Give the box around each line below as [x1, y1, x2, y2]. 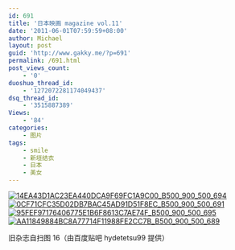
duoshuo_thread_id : [8, 79, 74, 87]
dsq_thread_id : [8, 94, 60, 102]
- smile [23, 146, 48, 154]
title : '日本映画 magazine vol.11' [8, 19, 123, 27]
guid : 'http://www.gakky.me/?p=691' [8, 49, 131, 57]
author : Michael [8, 34, 63, 43]
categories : [8, 124, 48, 132]
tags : [8, 138, 27, 147]
